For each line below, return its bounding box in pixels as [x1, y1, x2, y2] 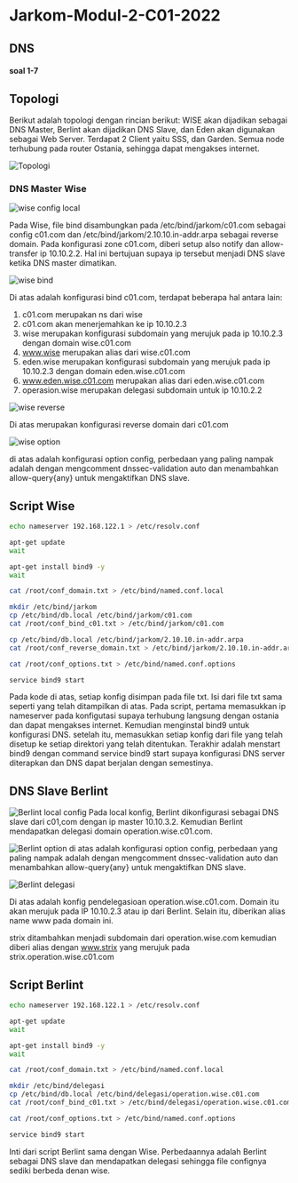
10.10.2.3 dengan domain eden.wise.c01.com [21, 366, 185, 377]
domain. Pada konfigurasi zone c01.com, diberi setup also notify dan [9, 239, 260, 250]
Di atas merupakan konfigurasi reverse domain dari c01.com [9, 420, 229, 430]
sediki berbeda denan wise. [9, 1165, 111, 1176]
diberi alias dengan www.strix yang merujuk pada [9, 942, 191, 953]
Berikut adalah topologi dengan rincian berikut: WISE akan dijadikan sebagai [9, 115, 288, 125]
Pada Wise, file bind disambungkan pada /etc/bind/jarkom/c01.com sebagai [9, 220, 286, 231]
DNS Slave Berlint [9, 783, 109, 798]
